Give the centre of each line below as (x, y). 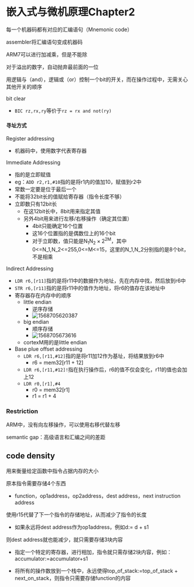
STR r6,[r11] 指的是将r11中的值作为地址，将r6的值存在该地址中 (90, 288)
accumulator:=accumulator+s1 (51, 558)
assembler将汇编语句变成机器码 (45, 42)
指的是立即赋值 (33, 175)
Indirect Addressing (30, 269)
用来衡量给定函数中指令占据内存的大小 (52, 471)
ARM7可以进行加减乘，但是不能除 (47, 54)
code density (31, 456)
